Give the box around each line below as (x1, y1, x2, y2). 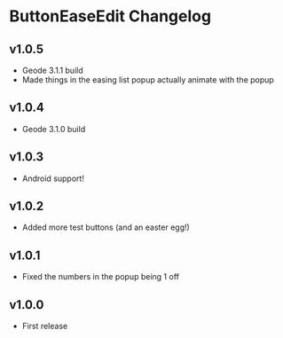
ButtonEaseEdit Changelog (9, 6, 211, 27)
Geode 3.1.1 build (21, 65, 83, 75)
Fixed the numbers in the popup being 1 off (21, 271, 180, 282)
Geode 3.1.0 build (21, 123, 86, 134)
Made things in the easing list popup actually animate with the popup (21, 75, 275, 85)
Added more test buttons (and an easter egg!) (21, 222, 191, 232)
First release (21, 321, 68, 332)
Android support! (21, 173, 84, 184)
